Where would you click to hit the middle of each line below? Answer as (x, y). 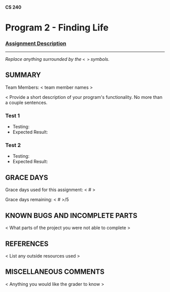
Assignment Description (36, 43)
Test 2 (13, 145)
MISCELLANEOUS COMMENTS (55, 272)
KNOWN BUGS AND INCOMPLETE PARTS (71, 215)
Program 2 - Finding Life (57, 27)
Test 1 (13, 116)
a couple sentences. (26, 102)
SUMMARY (23, 75)
